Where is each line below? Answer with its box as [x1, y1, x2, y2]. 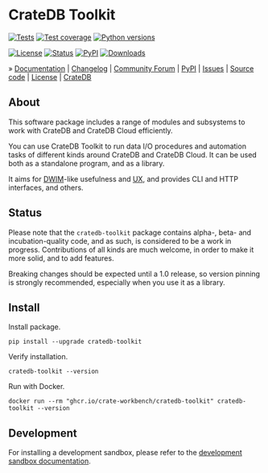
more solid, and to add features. [8, 253, 114, 263]
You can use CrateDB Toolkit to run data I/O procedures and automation [8, 141, 247, 151]
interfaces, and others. [8, 182, 84, 192]
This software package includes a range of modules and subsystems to [8, 117, 245, 127]
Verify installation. [8, 352, 68, 362]
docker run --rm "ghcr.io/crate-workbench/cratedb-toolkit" [8, 397, 215, 405]
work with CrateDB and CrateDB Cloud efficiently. [8, 125, 173, 135]
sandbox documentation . [8, 456, 91, 466]
